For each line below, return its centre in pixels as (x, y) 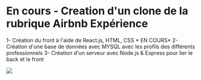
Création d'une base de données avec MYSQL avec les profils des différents (100, 47)
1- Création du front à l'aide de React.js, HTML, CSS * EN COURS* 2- (92, 40)
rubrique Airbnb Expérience (77, 24)
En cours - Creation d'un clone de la (97, 11)
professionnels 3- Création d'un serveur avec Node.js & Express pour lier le (100, 53)
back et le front (25, 59)
